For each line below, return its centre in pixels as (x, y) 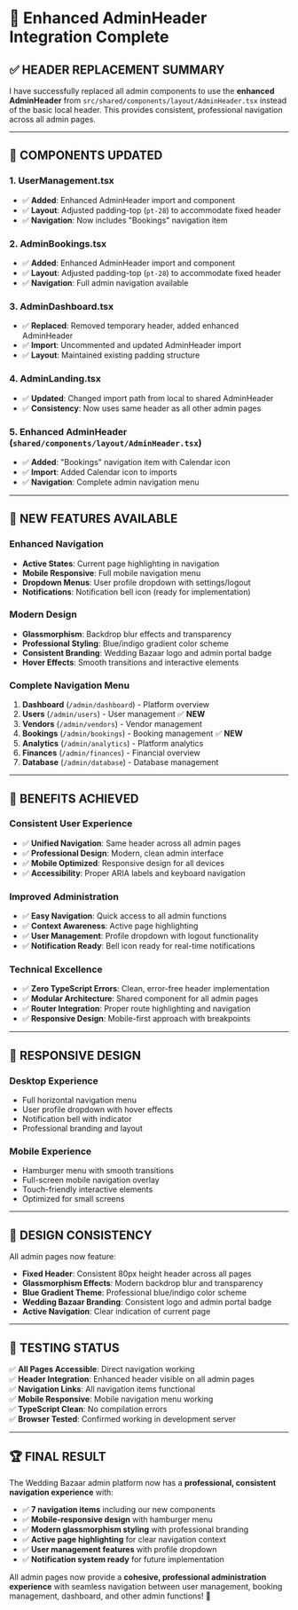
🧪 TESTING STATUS (64, 1348)
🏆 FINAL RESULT (58, 1457)
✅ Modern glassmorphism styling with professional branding (135, 1529)
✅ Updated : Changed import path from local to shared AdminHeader (148, 398)
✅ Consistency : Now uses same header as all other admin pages (141, 408)
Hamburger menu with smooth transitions (98, 1171)
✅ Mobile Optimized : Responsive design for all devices (123, 863)
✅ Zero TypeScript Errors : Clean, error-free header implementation (146, 989)
